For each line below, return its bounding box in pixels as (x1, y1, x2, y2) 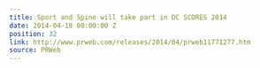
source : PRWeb (9, 46, 62, 55)
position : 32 (9, 29, 57, 38)
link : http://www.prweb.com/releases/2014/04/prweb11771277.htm (9, 37, 251, 47)
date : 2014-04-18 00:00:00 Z (9, 21, 117, 30)
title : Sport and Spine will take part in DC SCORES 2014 (9, 12, 227, 22)
